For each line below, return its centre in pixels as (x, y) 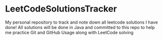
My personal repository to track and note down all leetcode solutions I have (81, 22)
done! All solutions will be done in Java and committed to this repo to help (80, 27)
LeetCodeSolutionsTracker (61, 9)
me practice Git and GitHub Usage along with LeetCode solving (69, 32)
